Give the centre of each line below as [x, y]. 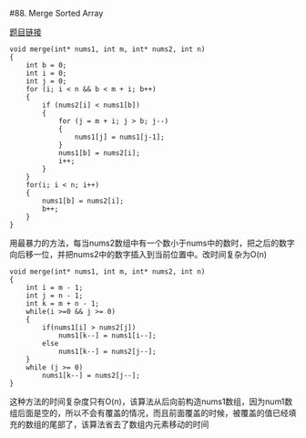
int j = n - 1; [55, 296]
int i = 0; [46, 73]
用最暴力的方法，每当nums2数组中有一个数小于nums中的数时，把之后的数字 [152, 243]
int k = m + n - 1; [63, 304]
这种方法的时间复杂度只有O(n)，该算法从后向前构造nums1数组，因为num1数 [151, 401]
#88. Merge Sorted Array [56, 13]
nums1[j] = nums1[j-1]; [120, 137]
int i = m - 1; [55, 287]
